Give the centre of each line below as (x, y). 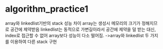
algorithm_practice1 (47, 9)
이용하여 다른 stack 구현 (34, 41)
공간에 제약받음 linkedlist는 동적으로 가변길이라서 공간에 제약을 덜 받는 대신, (83, 29)
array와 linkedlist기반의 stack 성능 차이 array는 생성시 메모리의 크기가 (73, 23)
